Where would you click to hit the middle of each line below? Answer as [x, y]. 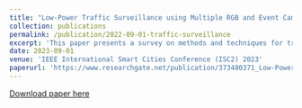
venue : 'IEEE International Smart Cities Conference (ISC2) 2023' [136, 59]
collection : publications [58, 26]
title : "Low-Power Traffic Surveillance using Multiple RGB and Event [144, 18]
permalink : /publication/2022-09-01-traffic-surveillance [120, 34]
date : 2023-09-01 [42, 51]
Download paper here [49, 93]
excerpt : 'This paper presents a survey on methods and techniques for [146, 43]
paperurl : [28, 68]
